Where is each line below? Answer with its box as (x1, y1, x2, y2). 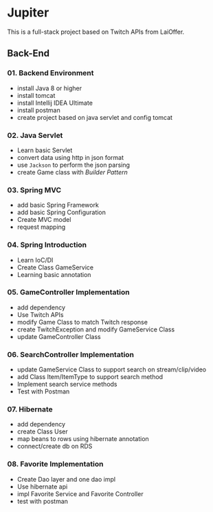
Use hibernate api (16, 482, 68, 491)
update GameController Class (16, 332, 101, 340)
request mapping (16, 223, 66, 232)
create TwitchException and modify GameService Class (16, 325, 175, 334)
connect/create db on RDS (16, 442, 93, 451)
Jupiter (7, 5, 49, 21)
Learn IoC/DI (16, 256, 54, 264)
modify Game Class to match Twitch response (16, 318, 148, 326)
